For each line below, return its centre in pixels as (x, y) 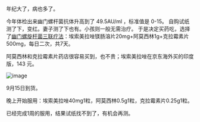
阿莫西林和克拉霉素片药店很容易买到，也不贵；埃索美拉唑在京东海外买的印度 (100, 56)
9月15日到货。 (24, 88)
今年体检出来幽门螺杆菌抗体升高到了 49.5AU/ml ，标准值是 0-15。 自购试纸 (98, 21)
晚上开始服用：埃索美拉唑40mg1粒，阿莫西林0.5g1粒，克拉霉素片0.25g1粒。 (99, 101)
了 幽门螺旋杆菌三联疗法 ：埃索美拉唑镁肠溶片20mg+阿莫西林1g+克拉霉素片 (98, 36)
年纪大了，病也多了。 (32, 9)
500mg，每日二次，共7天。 (40, 44)
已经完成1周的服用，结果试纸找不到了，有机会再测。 (70, 113)
